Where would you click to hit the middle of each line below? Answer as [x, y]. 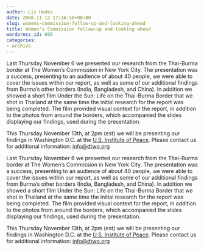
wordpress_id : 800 [30, 35]
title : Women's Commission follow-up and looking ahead [79, 29]
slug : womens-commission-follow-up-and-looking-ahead [76, 23]
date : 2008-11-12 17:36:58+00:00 [49, 18]
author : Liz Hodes [30, 12]
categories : [21, 40]
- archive [19, 46]
